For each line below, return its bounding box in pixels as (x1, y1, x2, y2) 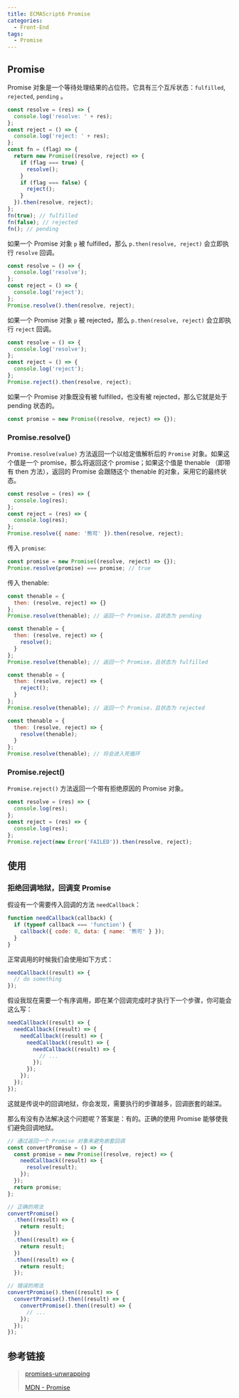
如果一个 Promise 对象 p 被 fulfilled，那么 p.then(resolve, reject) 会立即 (7, 239, 223, 248)
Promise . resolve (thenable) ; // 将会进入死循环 (7, 751, 141, 758)
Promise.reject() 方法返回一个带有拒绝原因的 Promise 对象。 (7, 784, 187, 793)
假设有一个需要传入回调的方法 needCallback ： (7, 900, 141, 909)
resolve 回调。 (15, 248, 58, 256)
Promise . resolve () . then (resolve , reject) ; (7, 302, 135, 309)
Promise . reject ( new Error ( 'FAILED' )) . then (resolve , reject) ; (7, 838, 193, 845)
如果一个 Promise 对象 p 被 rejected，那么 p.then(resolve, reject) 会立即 (7, 315, 225, 324)
